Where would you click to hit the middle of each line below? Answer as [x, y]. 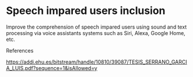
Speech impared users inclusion [86, 11]
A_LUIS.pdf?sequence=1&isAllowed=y [52, 68]
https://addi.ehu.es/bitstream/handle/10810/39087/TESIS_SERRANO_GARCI [97, 62]
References [20, 50]
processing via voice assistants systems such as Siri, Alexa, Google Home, [96, 33]
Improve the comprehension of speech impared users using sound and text [96, 27]
